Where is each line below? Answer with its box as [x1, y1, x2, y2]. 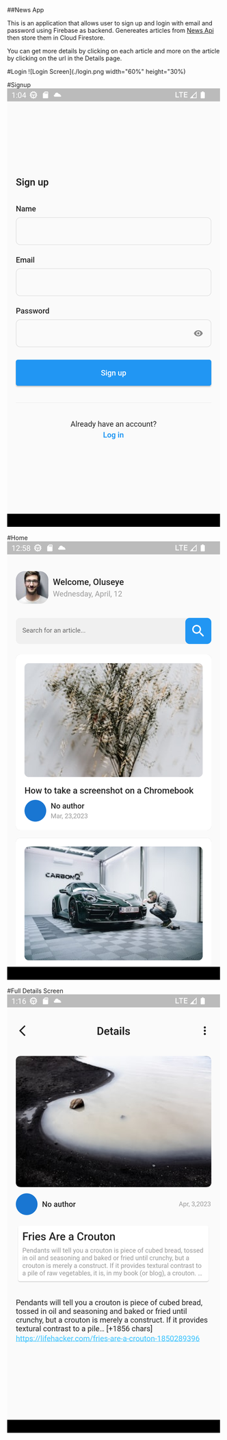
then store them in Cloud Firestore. [7, 34, 105, 42]
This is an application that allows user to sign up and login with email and [7, 19, 213, 27]
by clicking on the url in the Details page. [7, 54, 122, 62]
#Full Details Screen [7, 986, 64, 995]
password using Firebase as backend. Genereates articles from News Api [7, 27, 214, 34]
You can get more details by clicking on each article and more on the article [7, 47, 220, 55]
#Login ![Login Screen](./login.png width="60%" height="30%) [7, 68, 186, 75]
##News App [7, 6, 44, 14]
